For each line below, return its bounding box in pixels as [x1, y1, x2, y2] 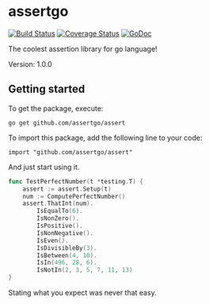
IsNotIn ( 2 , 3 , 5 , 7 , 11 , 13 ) [36, 266, 133, 274]
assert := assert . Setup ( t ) [22, 185, 112, 193]
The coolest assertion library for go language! [8, 44, 158, 53]
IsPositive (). [36, 222, 83, 230]
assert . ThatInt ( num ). [22, 199, 94, 208]
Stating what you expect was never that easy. [8, 288, 157, 297]
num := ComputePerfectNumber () [22, 192, 126, 200]
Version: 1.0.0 [8, 59, 53, 69]
